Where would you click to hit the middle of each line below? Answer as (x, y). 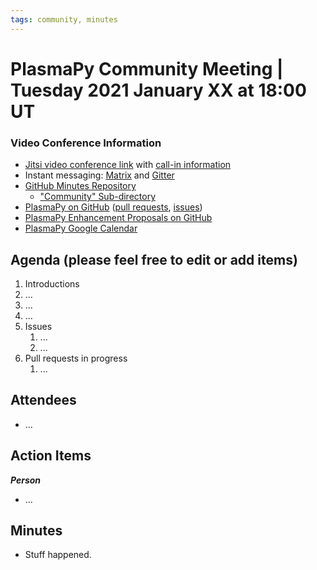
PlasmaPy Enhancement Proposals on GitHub (118, 218)
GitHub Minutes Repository (80, 186)
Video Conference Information (86, 143)
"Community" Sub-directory (98, 197)
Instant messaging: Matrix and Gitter (99, 175)
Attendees (43, 400)
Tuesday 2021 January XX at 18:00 (158, 90)
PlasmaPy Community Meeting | (147, 68)
